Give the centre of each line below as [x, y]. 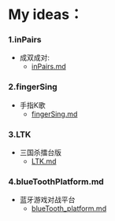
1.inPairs [25, 40]
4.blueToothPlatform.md [56, 182]
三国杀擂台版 [40, 153]
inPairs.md [48, 67]
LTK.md [44, 161]
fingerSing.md [54, 114]
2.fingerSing [33, 87]
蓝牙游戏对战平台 [47, 200]
